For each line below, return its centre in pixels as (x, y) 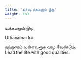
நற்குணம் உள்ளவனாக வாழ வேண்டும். (40, 47)
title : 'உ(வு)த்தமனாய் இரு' (31, 9)
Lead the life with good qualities (37, 52)
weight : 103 (17, 14)
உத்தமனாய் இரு (19, 28)
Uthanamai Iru (19, 37)
